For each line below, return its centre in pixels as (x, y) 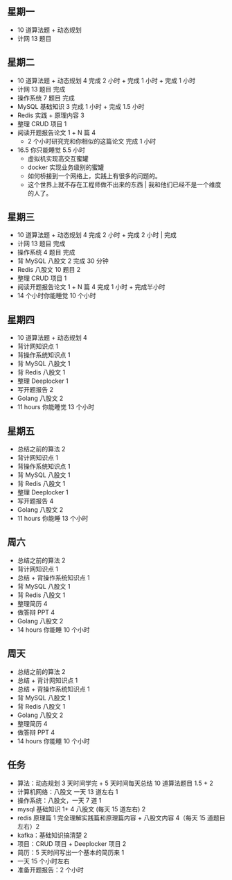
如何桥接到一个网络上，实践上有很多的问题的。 (94, 175)
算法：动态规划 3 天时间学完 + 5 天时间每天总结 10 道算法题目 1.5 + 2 (115, 783)
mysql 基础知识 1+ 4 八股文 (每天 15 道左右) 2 (81, 809)
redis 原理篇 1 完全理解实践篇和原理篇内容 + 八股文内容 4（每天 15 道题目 (121, 818)
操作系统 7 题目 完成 (46, 98)
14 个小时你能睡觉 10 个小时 (56, 295)
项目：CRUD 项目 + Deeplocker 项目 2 (72, 843)
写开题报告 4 (35, 501)
